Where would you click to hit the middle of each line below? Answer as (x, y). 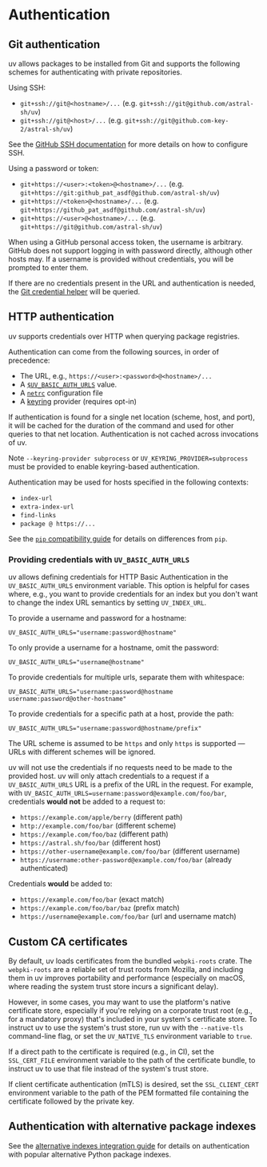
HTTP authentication (61, 317)
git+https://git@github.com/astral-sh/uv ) (91, 227)
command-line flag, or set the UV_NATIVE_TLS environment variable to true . (131, 1035)
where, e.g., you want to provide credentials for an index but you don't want (133, 594)
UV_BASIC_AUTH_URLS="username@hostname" (77, 663)
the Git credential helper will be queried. (74, 292)
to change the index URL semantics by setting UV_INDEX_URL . (107, 602)
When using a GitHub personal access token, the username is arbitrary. (126, 242)
